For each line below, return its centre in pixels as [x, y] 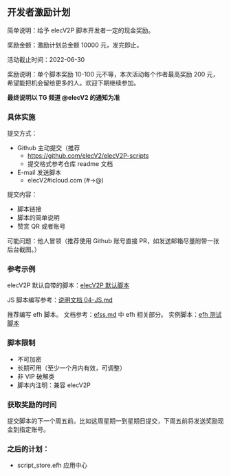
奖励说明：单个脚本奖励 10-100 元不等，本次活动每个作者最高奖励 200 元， [113, 74]
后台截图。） [24, 249]
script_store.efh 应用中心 [52, 465]
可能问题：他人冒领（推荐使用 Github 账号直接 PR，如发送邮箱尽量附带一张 [113, 241]
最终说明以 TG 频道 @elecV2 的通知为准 [64, 97]
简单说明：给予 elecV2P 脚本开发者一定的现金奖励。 [81, 30]
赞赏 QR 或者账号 [41, 227]
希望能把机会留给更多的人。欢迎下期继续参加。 [73, 83]
